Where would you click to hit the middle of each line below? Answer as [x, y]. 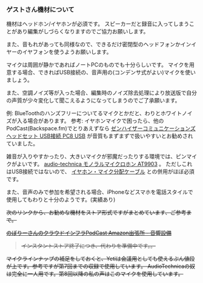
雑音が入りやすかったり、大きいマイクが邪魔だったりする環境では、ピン [96, 156]
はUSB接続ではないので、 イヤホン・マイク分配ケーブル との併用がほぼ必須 [101, 171]
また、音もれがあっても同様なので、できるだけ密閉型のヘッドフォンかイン [99, 44]
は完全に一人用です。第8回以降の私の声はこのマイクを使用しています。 [95, 274]
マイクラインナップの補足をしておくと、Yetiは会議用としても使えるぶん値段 [101, 259]
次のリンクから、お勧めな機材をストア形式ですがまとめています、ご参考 [96, 213]
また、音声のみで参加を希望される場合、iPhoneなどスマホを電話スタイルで [100, 192]
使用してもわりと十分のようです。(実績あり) [61, 200]
